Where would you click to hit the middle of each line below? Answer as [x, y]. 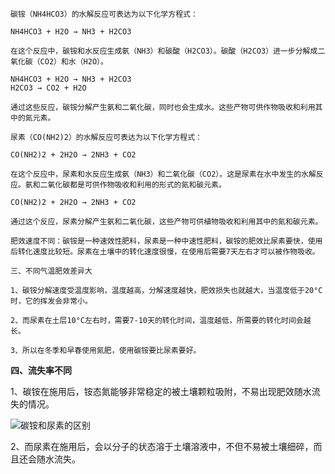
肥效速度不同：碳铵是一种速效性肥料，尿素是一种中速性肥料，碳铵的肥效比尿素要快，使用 [166, 241]
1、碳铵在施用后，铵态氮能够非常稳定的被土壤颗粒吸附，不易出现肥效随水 [161, 391]
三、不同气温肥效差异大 [51, 271]
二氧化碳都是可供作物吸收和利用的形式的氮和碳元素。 [133, 185]
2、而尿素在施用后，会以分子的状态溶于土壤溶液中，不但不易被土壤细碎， [162, 446]
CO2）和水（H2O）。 [73, 62]
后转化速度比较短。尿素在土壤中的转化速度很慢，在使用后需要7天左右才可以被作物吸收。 [165, 252]
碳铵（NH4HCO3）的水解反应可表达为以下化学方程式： [104, 14]
